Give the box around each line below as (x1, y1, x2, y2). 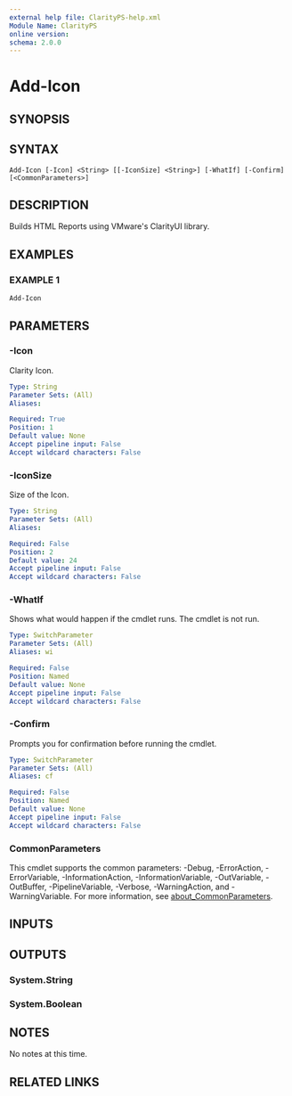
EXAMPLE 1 (9, 274, 61, 286)
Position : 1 (9, 423, 53, 432)
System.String (9, 973, 74, 986)
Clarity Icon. (9, 364, 54, 375)
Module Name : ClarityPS (9, 21, 98, 30)
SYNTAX (9, 142, 60, 157)
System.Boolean (9, 997, 83, 1010)
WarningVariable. (9, 891, 73, 902)
